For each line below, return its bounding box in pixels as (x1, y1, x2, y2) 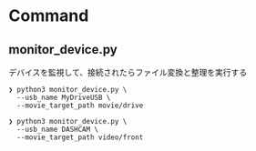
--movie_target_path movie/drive (16, 101, 144, 110)
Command (8, 5, 89, 26)
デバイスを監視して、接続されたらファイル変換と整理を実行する (8, 67, 248, 77)
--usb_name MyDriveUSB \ (16, 93, 111, 102)
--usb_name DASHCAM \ (16, 125, 99, 134)
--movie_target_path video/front (16, 133, 144, 142)
